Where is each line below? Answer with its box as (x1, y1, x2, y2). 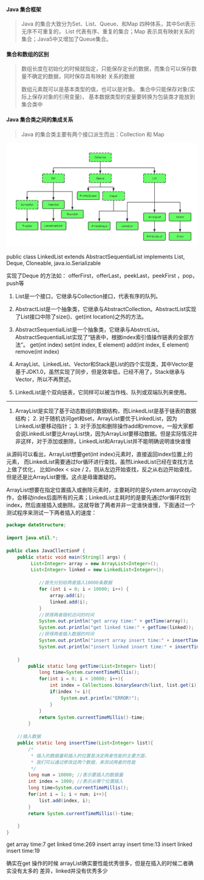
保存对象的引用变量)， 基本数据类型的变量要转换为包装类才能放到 (32, 93, 195, 100)
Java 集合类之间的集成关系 (6, 116, 73, 123)
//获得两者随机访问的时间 (38, 611, 95, 618)
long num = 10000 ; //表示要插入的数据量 (28, 772, 123, 778)
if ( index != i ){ (49, 689, 91, 695)
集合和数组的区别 (6, 50, 49, 58)
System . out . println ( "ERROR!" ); (60, 695, 140, 701)
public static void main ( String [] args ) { (17, 554, 126, 560)
